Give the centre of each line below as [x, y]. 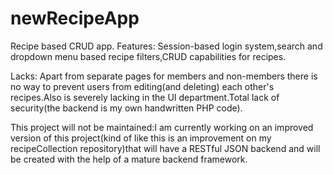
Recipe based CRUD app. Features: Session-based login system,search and [166, 46]
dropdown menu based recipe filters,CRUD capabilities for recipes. [148, 56]
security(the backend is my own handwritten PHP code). [126, 108]
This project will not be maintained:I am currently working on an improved [162, 127]
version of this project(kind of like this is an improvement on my [141, 138]
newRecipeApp [75, 18]
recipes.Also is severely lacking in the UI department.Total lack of [145, 97]
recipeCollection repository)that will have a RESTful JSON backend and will [165, 148]
